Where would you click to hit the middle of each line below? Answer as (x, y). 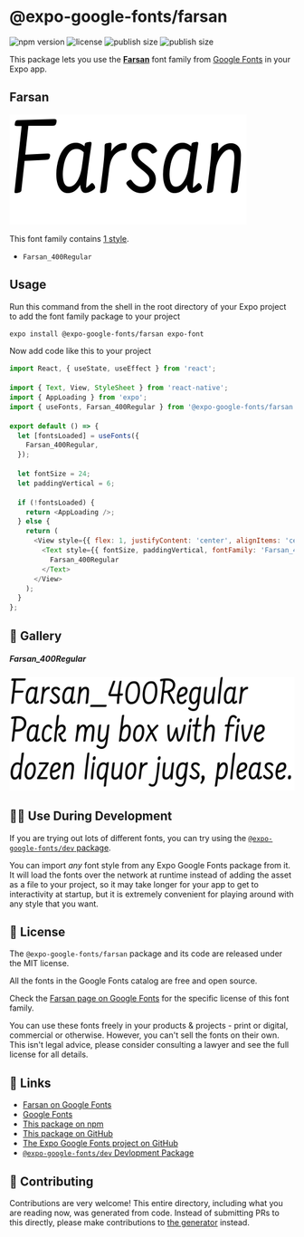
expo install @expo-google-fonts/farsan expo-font (107, 334)
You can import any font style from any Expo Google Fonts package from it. (150, 865)
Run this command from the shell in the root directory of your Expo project (148, 306)
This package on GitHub (67, 1134)
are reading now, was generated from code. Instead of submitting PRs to (145, 1213)
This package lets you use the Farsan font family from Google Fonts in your (150, 59)
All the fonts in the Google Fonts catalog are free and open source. (133, 981)
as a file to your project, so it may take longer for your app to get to (134, 884)
